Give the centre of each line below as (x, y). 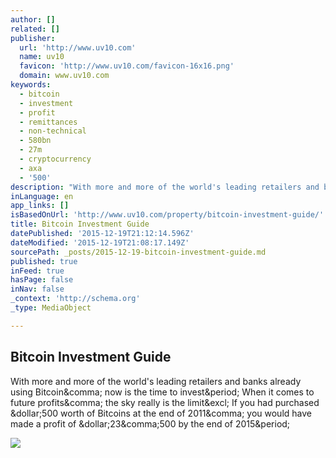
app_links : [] (40, 206)
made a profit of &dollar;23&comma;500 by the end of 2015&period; (150, 423)
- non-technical (53, 131)
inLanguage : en (42, 196)
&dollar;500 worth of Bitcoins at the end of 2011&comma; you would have (161, 413)
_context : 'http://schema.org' (75, 299)
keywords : (31, 85)
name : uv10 (42, 57)
